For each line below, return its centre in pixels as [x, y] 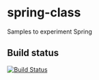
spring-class [44, 13]
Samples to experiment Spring [49, 31]
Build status [33, 53]
